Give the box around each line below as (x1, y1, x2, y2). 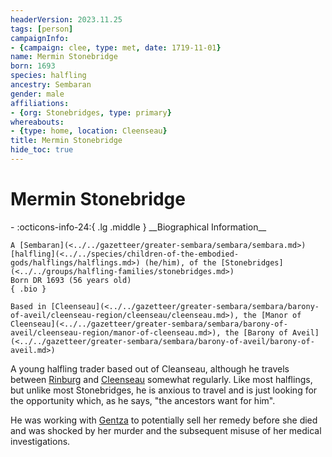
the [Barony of (224, 327, 288, 338)
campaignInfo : (10, 33, 70, 43)
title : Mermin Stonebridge (10, 136, 123, 146)
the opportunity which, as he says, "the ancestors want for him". (10, 394, 276, 406)
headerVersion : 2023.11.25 (10, 14, 123, 25)
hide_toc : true (10, 145, 74, 155)
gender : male (10, 89, 65, 99)
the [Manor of (243, 310, 302, 320)
